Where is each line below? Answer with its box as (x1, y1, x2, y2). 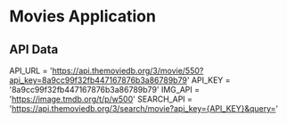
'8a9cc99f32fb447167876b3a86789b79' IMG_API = (9, 85, 201, 94)
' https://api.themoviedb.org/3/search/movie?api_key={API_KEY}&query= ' (9, 103, 279, 113)
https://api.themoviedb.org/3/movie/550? (52, 65, 204, 76)
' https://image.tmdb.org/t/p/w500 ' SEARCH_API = (9, 94, 193, 104)
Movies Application (9, 6, 156, 27)
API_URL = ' (9, 65, 53, 76)
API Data (9, 42, 59, 57)
